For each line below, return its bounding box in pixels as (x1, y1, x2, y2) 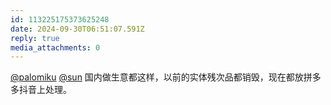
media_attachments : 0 (10, 42, 101, 53)
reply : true (10, 33, 60, 43)
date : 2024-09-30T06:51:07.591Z (10, 24, 145, 34)
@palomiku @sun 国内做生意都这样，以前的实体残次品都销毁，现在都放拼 (10, 71, 313, 83)
